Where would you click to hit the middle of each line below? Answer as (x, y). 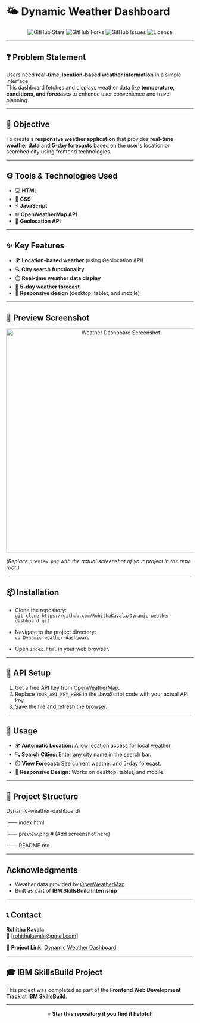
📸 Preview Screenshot (48, 317)
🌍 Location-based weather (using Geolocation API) (79, 260)
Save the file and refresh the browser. (61, 706)
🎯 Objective (28, 125)
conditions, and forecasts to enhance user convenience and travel (88, 94)
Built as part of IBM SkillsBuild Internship (66, 891)
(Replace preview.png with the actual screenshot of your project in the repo (99, 561)
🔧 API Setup (29, 673)
